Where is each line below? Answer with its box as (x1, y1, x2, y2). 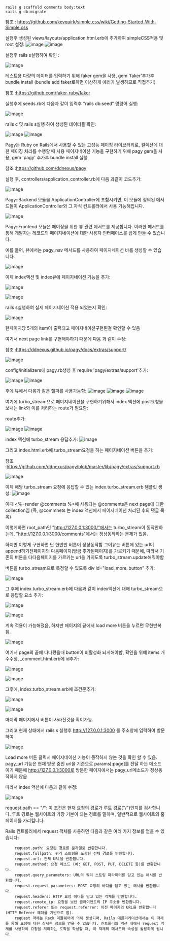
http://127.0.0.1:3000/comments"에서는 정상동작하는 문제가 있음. (18, 531, 148, 537)
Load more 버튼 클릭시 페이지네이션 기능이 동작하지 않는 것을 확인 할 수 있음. (5, 754, 157, 760)
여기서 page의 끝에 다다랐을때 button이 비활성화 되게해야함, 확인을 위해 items (5, 649, 160, 655)
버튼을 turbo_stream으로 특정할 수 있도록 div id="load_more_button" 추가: (5, 565, 155, 571)
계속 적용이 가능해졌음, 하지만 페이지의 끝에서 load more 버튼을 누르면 (5, 622, 144, 629)
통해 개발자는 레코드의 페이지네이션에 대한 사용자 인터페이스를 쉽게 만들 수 (5, 230, 152, 236)
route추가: (5, 416, 26, 422)
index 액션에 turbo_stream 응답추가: (5, 436, 78, 442)
